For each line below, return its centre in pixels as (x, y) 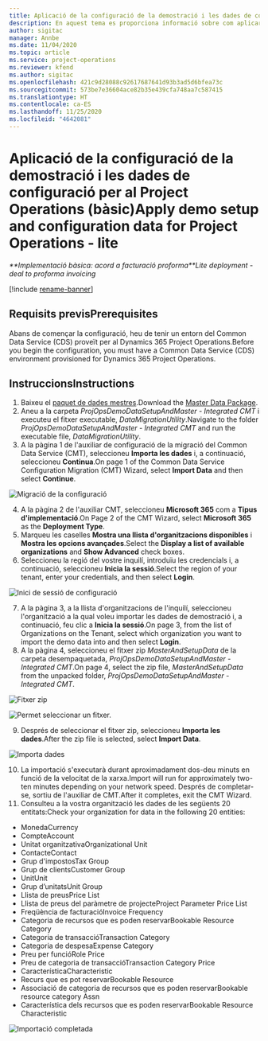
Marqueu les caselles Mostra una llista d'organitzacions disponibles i (136, 535)
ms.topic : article (39, 53)
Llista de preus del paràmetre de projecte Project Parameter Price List (134, 903)
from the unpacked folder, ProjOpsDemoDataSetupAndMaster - (125, 676)
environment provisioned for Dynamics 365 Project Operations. (113, 358)
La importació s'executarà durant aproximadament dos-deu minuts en (135, 770)
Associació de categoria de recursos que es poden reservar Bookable (134, 988)
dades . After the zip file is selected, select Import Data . (111, 739)
